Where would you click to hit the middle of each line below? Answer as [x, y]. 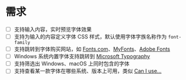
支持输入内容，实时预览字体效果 [53, 29]
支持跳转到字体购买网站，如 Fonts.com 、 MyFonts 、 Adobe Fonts [92, 49]
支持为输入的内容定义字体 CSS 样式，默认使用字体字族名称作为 [90, 36]
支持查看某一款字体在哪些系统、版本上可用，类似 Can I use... [88, 71]
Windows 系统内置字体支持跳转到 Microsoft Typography [82, 57]
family [22, 43]
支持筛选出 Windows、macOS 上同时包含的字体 [72, 64]
